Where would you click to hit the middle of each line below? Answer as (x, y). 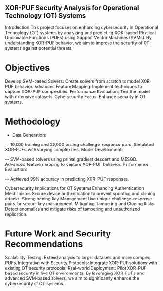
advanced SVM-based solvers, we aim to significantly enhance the (72, 278)
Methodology (33, 121)
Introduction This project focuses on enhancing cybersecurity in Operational (81, 27)
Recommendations (44, 244)
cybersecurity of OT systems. (35, 283)
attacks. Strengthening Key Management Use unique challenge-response (79, 199)
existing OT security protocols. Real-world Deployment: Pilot (66, 268)
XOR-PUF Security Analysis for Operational (72, 8)
